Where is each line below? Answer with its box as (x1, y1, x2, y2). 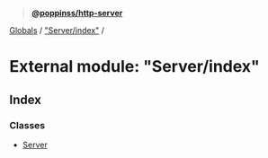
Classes (9, 118, 46, 131)
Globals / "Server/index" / (9, 25, 105, 35)
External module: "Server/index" (9, 57, 261, 77)
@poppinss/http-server (31, 8, 123, 18)
